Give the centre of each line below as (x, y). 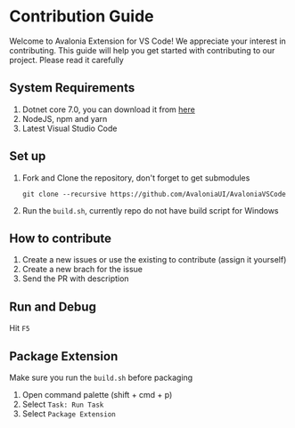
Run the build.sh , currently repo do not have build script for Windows (150, 210)
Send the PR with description (75, 279)
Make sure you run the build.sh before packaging (101, 377)
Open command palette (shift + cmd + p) (97, 395)
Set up (28, 156)
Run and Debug (53, 307)
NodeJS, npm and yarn (65, 118)
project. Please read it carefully (67, 60)
